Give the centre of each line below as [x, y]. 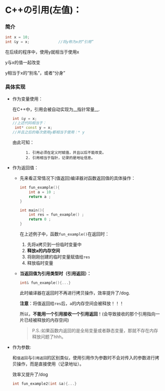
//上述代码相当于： [29, 123]
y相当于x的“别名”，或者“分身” [35, 73]
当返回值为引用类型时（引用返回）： [55, 274]
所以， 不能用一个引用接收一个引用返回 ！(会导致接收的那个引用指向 [87, 313]
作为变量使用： [27, 99]
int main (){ [32, 210]
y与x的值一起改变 [23, 63]
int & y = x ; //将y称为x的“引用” [49, 42]
